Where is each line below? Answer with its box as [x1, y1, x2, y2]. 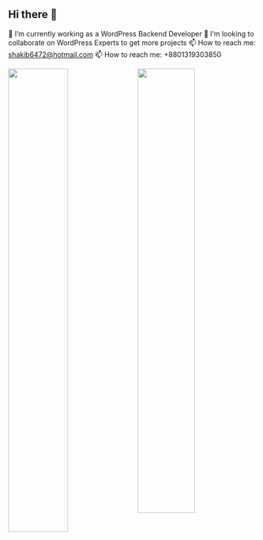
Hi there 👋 [8, 8, 58, 21]
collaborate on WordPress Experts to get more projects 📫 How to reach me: [8, 37, 257, 48]
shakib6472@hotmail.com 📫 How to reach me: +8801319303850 [8, 49, 222, 59]
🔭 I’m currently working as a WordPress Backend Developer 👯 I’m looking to [8, 29, 254, 38]
